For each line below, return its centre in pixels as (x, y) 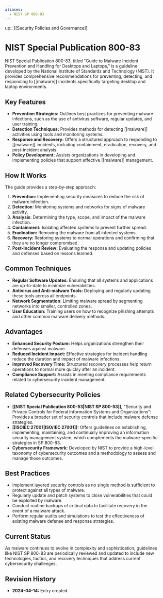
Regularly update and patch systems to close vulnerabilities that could (82, 495)
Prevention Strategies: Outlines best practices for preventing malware (83, 114)
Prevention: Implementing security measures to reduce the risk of (78, 197)
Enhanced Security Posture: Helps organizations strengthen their (78, 343)
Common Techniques (38, 268)
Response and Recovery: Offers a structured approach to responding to (84, 139)
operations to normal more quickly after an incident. (64, 369)
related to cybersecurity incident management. (59, 379)
